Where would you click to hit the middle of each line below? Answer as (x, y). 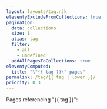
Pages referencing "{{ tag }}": (42, 100)
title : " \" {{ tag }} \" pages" (48, 72)
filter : (21, 45)
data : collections (34, 28)
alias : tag (25, 39)
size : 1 (21, 34)
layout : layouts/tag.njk (36, 11)
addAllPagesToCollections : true (51, 61)
